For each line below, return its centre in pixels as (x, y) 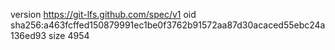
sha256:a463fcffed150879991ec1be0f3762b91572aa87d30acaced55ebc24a (168, 25)
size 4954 (69, 35)
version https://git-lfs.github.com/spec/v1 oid (103, 14)
